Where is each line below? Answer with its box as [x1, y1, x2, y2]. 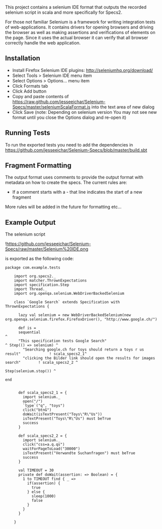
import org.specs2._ [14, 274, 56, 279]
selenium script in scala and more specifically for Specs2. [5, 9, 122, 15]
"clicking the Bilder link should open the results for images [23, 356, 155, 361]
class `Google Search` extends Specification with [14, 300, 120, 305]
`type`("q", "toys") [23, 403, 65, 408]
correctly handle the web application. [5, 40, 81, 46]
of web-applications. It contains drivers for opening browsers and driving [5, 24, 154, 30]
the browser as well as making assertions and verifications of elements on [5, 30, 156, 35]
